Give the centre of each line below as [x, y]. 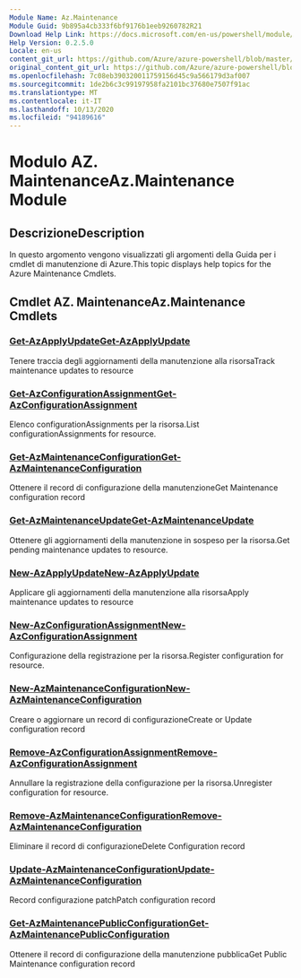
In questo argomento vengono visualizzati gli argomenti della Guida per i [142, 255]
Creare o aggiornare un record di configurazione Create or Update [131, 719]
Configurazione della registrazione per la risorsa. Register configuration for [146, 656]
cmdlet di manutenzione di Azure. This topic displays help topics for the [140, 264]
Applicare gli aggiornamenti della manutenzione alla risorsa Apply [129, 592]
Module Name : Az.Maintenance [64, 17]
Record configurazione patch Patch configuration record [112, 900]
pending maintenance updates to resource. [89, 550]
